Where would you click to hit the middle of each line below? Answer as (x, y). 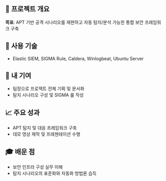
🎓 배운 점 (20, 151)
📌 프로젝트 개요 (27, 9)
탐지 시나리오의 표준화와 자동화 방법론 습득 (55, 173)
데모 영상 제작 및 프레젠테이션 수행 (46, 134)
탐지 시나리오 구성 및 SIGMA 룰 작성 (48, 95)
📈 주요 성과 (23, 112)
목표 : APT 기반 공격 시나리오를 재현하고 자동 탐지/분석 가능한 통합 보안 (74, 22)
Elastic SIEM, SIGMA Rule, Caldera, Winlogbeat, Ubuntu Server (78, 58)
